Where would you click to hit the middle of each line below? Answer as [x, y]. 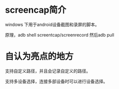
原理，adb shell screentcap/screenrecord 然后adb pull [60, 35]
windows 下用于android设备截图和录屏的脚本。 [52, 24]
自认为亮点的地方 [40, 56]
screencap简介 [36, 10]
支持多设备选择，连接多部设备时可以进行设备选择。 [56, 81]
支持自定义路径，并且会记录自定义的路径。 [48, 71]
